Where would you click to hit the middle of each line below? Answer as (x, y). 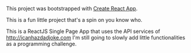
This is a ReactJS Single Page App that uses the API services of (83, 31)
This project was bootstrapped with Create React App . (72, 9)
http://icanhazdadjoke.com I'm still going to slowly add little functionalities (96, 37)
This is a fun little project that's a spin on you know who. (74, 20)
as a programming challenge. (41, 44)
